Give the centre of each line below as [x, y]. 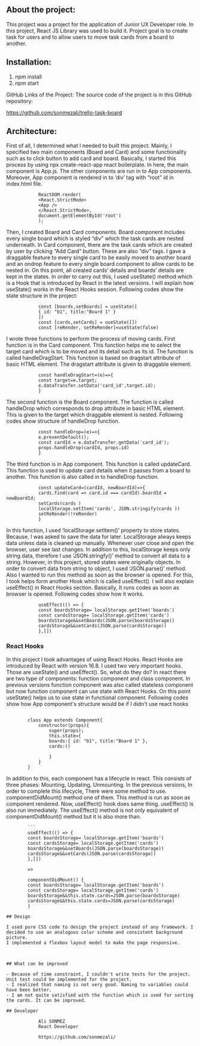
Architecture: [32, 131]
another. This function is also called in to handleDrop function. [83, 477]
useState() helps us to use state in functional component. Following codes [97, 698]
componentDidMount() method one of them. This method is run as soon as [98, 797]
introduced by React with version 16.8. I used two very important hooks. [94, 666]
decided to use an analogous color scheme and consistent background [95, 932]
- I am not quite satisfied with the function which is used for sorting [100, 995]
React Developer [58, 1026]
